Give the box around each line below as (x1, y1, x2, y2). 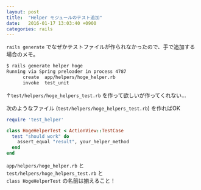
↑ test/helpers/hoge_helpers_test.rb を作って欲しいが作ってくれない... (6, 92, 187, 99)
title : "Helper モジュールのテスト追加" (6, 15, 102, 21)
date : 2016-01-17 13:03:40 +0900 (6, 20, 97, 26)
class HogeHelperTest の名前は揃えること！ (6, 177, 116, 184)
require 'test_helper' (6, 117, 64, 123)
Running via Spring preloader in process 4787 (6, 69, 127, 75)
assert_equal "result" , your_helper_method (17, 139, 130, 145)
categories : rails (6, 25, 53, 32)
